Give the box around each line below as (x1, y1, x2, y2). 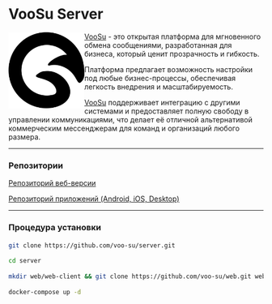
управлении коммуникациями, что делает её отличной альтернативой (8, 114, 253, 124)
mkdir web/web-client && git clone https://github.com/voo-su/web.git (8, 272, 252, 280)
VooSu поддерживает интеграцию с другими (84, 97, 240, 107)
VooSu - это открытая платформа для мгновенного (84, 32, 261, 41)
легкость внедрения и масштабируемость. (84, 82, 233, 92)
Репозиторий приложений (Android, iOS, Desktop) (8, 194, 180, 203)
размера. (8, 131, 41, 142)
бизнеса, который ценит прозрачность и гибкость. (84, 49, 260, 58)
